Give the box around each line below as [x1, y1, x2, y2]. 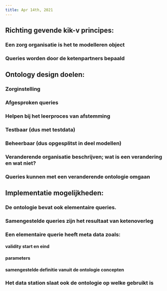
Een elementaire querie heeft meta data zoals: [5, 231, 121, 238]
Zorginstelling [5, 85, 40, 92]
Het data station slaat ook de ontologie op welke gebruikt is [5, 279, 154, 286]
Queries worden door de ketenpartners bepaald [5, 55, 125, 62]
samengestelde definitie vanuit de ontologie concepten [5, 266, 124, 273]
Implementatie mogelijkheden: [5, 189, 104, 198]
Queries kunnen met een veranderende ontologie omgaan [5, 173, 150, 180]
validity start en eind [5, 244, 50, 250]
